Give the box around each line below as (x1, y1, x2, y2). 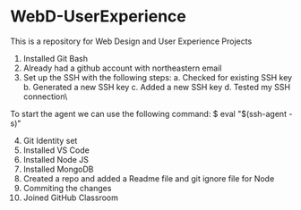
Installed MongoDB (22, 164, 94, 174)
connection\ (22, 91, 68, 102)
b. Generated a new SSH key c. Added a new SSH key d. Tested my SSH (22, 81, 290, 92)
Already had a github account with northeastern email (22, 63, 222, 73)
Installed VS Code (22, 145, 90, 155)
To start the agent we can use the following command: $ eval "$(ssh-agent (10, 108, 288, 119)
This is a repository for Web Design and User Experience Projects (10, 36, 253, 46)
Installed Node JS (22, 154, 89, 164)
